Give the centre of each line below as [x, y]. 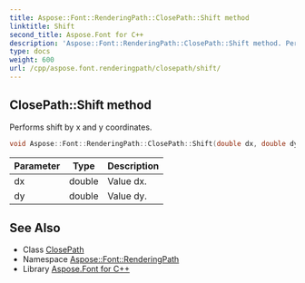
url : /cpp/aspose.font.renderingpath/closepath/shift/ [115, 69]
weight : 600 [32, 60]
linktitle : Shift [42, 26]
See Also [35, 228]
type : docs [30, 52]
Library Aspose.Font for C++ [76, 269]
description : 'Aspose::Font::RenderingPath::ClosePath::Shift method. [146, 43]
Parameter [37, 166]
